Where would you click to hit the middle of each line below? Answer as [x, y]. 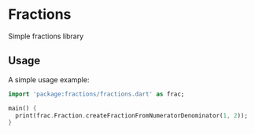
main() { [22, 108]
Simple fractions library [46, 36]
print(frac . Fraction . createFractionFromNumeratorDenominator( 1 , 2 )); [131, 115]
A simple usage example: [49, 79]
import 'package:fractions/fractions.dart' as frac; [96, 94]
